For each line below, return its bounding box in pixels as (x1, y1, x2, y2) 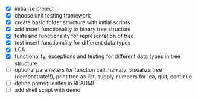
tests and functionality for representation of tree (14, 33, 134, 40)
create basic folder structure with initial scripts (14, 19, 130, 26)
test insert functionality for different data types (14, 39, 131, 46)
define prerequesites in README (14, 79, 96, 86)
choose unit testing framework (14, 12, 91, 19)
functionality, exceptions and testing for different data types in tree (14, 53, 181, 60)
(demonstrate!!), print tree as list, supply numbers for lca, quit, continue (14, 72, 193, 80)
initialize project (14, 5, 54, 12)
